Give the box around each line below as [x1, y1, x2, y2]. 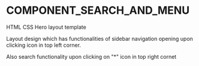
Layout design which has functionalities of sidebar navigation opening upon [6, 35, 194, 42]
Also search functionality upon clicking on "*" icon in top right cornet [6, 53, 177, 60]
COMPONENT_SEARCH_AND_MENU [6, 4, 190, 17]
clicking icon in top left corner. [6, 41, 82, 49]
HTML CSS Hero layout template [6, 23, 87, 31]
